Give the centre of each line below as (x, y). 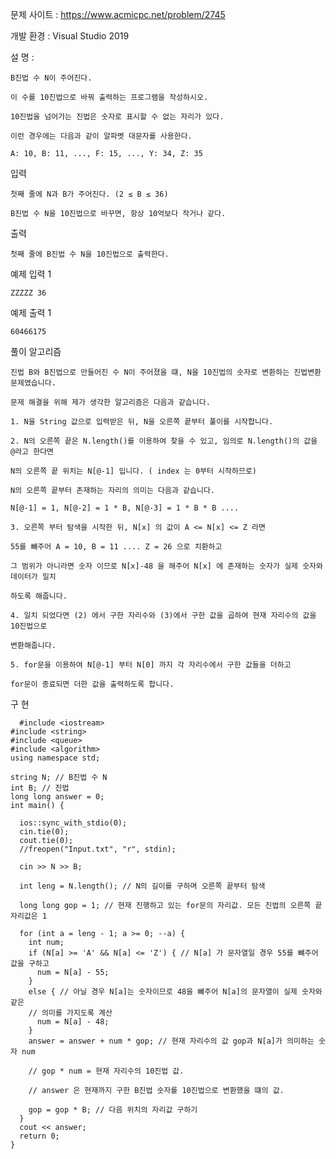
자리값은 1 (29, 916)
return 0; (39, 1136)
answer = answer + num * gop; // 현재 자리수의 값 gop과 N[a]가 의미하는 (171, 1041)
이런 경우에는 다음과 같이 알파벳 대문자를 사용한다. (101, 136)
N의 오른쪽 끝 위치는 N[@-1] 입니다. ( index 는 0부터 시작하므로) (133, 471)
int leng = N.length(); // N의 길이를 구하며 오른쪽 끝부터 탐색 (142, 886)
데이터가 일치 (33, 577)
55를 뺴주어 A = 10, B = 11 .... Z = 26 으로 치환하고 (116, 547)
